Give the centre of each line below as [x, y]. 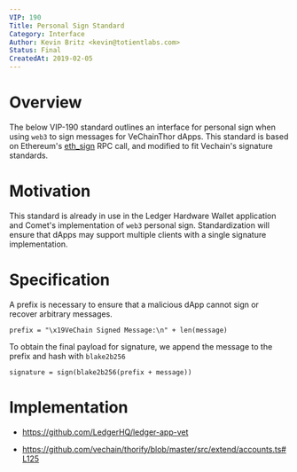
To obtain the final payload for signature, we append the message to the [141, 346]
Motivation [50, 191]
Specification [60, 280]
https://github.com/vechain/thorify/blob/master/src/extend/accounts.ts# [154, 449]
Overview [46, 102]
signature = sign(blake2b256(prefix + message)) [101, 372]
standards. [29, 155]
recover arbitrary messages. [61, 314]
